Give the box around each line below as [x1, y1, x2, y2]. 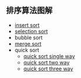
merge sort [14, 40, 42, 47]
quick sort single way [23, 52, 75, 60]
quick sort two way [23, 59, 70, 66]
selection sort [14, 28, 48, 35]
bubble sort [14, 34, 43, 41]
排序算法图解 [6, 5, 53, 16]
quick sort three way [23, 65, 73, 72]
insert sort [14, 21, 40, 28]
